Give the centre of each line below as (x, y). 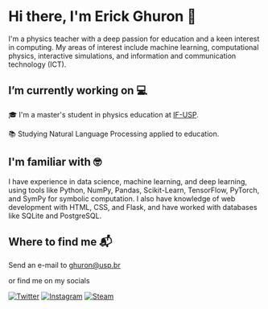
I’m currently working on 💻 (78, 91)
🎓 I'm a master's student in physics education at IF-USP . (103, 114)
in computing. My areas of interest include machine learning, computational (134, 47)
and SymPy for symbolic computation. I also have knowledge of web (122, 198)
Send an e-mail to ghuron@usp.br (64, 266)
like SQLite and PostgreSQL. (55, 216)
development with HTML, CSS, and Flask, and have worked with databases (133, 207)
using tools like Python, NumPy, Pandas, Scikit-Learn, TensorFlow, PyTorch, (134, 190)
